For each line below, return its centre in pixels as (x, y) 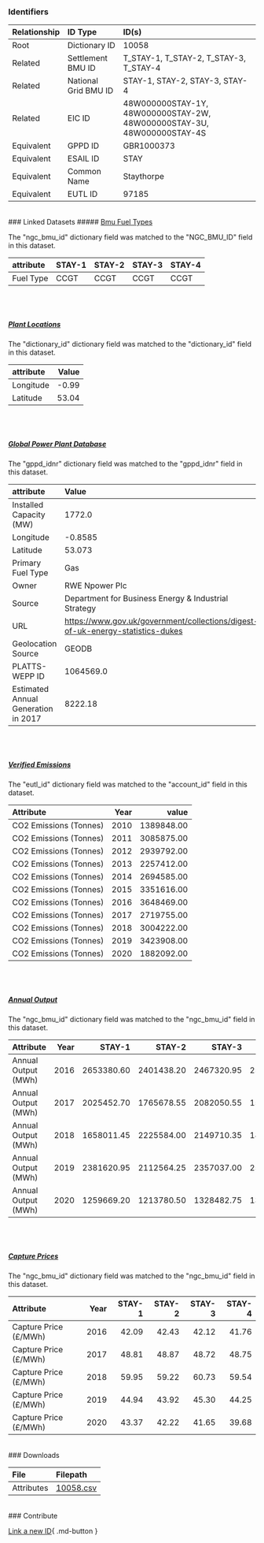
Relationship (36, 32)
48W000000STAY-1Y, (166, 103)
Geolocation (35, 644)
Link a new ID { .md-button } (53, 1531)
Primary (27, 563)
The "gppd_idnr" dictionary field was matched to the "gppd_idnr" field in (125, 464)
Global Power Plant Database (57, 444)
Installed (28, 505)
